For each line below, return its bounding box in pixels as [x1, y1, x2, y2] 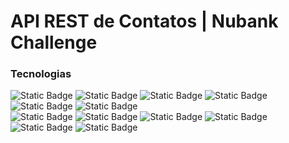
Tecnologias [10, 67, 72, 81]
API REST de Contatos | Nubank [10, 10, 279, 33]
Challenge [10, 31, 98, 54]
